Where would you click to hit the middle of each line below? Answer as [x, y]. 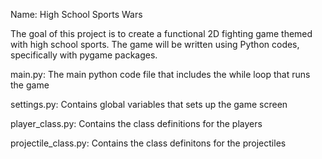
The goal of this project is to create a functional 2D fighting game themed [161, 33]
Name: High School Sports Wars [76, 14]
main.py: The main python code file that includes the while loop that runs [160, 74]
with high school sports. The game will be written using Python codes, [155, 44]
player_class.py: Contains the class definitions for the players [136, 123]
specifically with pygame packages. [84, 55]
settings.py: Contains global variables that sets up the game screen [149, 104]
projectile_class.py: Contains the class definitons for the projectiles [148, 143]
